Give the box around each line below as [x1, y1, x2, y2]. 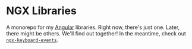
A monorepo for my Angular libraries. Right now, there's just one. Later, [6, 24, 180, 31]
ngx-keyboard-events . [6, 36, 59, 43]
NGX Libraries [6, 4, 77, 18]
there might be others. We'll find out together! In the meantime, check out [6, 30, 186, 37]
